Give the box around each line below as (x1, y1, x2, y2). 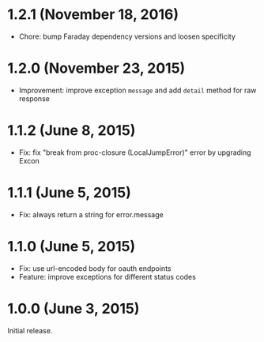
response (18, 93, 51, 103)
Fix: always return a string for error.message (18, 209, 164, 219)
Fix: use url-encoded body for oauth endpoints (18, 263, 172, 273)
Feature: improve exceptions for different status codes (18, 272, 197, 281)
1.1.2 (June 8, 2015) (7, 122, 136, 140)
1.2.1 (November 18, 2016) (7, 6, 179, 24)
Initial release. (7, 325, 53, 335)
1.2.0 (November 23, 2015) (7, 59, 186, 77)
